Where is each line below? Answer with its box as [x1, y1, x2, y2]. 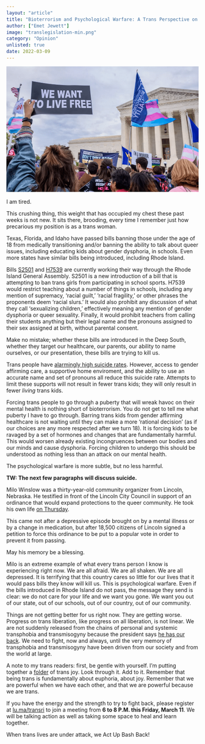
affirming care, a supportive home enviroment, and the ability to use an [6, 367, 185, 375]
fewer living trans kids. [6, 387, 63, 394]
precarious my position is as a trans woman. [6, 223, 117, 230]
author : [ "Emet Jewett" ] [6, 23, 70, 29]
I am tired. [6, 198, 32, 206]
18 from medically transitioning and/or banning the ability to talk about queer [6, 241, 198, 248]
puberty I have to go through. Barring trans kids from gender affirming [6, 412, 183, 419]
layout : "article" [6, 10, 53, 16]
